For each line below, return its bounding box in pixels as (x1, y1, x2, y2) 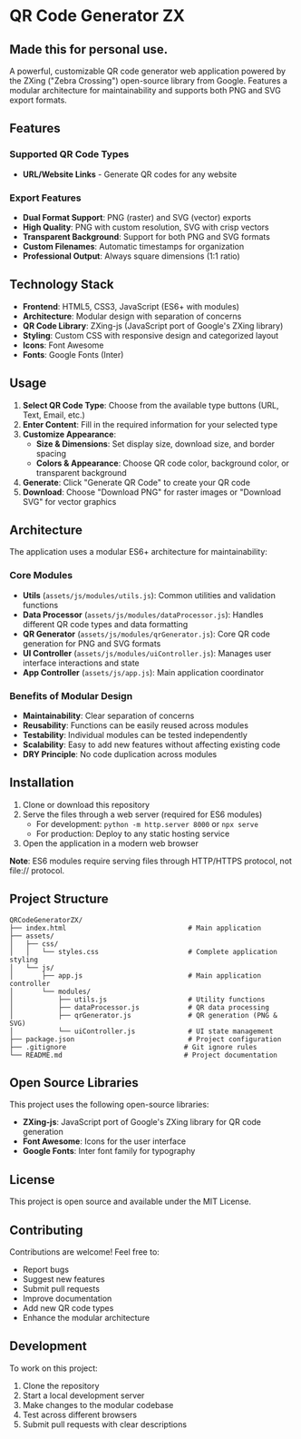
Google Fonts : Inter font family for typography (22, 1146, 196, 1157)
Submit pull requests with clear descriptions (22, 1418, 188, 1430)
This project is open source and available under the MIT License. (9, 1196, 252, 1207)
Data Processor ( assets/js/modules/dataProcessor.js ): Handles (22, 609, 264, 620)
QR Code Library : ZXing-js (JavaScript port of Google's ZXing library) (22, 320, 284, 331)
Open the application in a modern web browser (22, 837, 199, 849)
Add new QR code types (22, 1303, 114, 1314)
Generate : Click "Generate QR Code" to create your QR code (22, 477, 251, 488)
